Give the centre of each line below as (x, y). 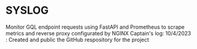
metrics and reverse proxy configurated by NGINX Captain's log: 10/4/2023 (98, 33)
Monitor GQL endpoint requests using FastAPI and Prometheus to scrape (95, 27)
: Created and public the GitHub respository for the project (77, 39)
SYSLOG (27, 10)
